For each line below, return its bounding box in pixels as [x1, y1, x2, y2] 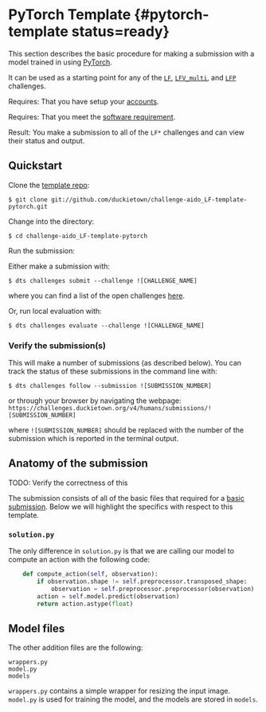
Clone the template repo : [8, 180, 90, 190]
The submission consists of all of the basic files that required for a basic [8, 493, 244, 503]
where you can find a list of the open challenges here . [8, 291, 186, 300]
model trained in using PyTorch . [8, 57, 113, 67]
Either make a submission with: [8, 261, 110, 271]
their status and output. [8, 135, 85, 145]
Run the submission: [8, 245, 76, 256]
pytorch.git [8, 202, 48, 210]
